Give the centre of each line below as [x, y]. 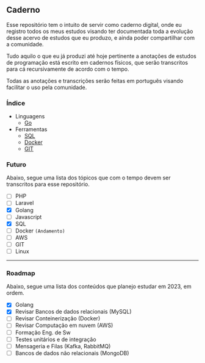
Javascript [28, 217]
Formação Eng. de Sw [43, 332]
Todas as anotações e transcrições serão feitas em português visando [95, 81]
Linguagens [30, 117]
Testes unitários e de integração [56, 339]
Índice [16, 103]
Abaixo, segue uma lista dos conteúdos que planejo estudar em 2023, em [99, 287]
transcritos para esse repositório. [48, 184]
